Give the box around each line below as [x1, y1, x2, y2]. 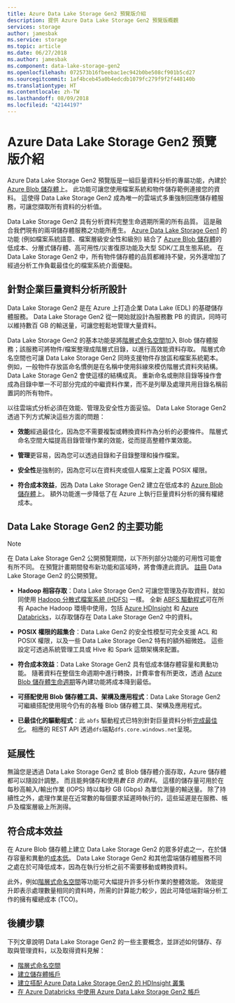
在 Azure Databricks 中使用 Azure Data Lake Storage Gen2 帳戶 [17, 987, 201, 996]
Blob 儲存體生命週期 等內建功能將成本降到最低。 [17, 678, 155, 686]
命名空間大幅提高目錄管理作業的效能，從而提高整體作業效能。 [17, 436, 196, 444]
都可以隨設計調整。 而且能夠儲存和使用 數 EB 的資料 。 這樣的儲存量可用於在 [7, 776, 225, 785]
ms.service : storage [7, 36, 68, 43]
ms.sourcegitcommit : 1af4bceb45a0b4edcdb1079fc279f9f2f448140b [7, 75, 196, 83]
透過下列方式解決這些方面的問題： [7, 412, 106, 421]
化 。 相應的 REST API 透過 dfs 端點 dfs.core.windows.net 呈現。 [17, 725, 196, 734]
